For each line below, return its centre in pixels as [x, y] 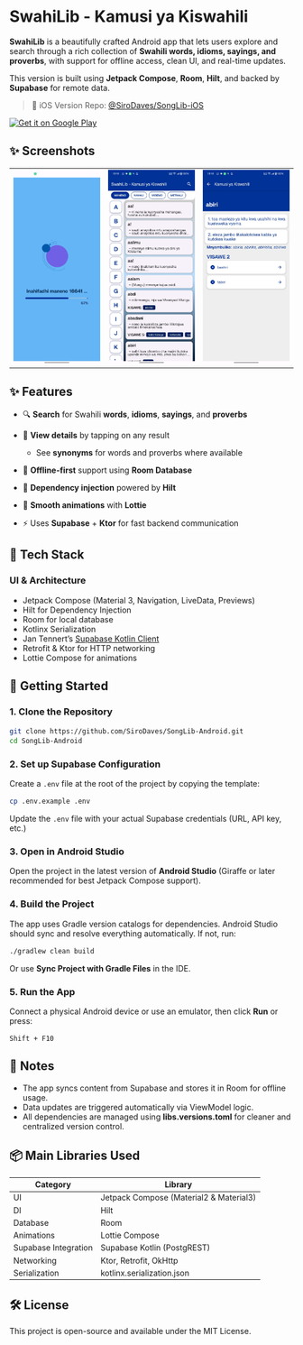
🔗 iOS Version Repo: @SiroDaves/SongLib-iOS [118, 105]
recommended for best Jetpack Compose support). [105, 880]
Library [178, 1184]
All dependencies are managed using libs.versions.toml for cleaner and [156, 1117]
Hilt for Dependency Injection [77, 610]
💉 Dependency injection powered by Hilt [99, 487]
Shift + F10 [32, 1038]
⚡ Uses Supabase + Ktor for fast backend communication [130, 523]
